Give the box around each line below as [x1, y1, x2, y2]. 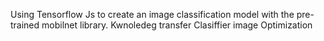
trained [10, 19, 40, 31]
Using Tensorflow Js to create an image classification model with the [10, 9, 295, 20]
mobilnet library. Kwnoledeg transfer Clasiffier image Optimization [41, 19, 313, 31]
